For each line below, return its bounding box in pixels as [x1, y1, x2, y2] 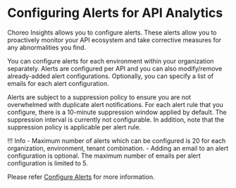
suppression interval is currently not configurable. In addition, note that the [7, 115, 225, 124]
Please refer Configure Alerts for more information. [7, 173, 155, 181]
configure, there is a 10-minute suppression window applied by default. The [7, 108, 227, 116]
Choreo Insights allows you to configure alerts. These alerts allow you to [7, 28, 217, 37]
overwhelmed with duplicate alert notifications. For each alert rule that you [7, 100, 224, 108]
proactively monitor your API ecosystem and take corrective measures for [7, 35, 222, 44]
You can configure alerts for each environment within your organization [7, 56, 214, 65]
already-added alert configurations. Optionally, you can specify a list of [7, 72, 213, 80]
